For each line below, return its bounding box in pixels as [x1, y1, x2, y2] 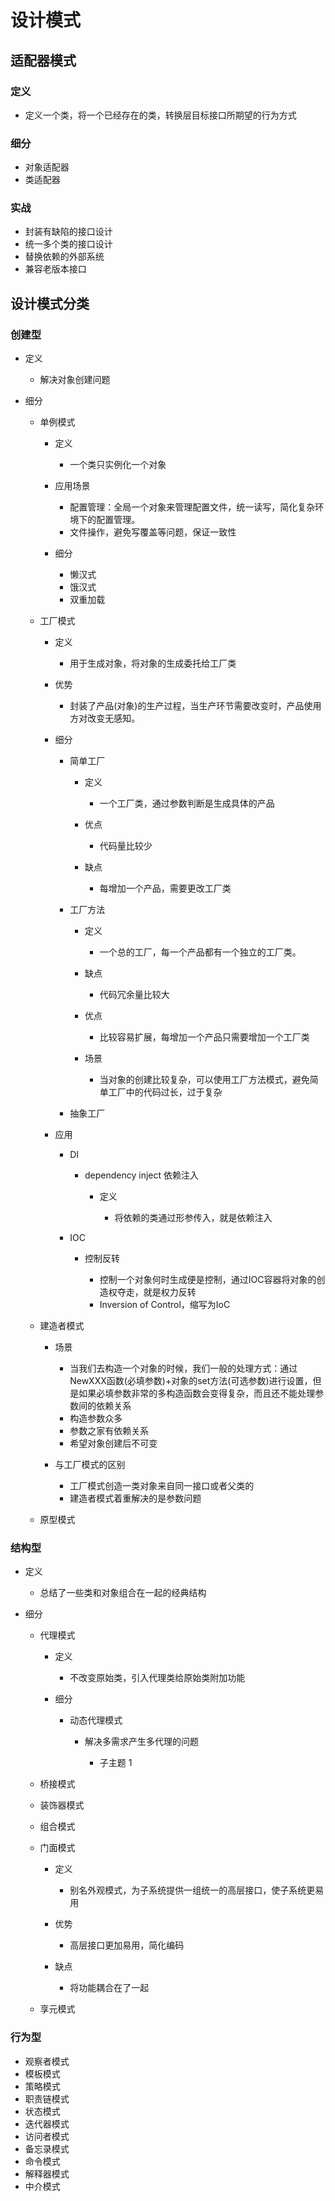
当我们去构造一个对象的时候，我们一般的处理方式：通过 [69, 1362, 298, 1375]
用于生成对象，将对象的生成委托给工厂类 [69, 657, 237, 670]
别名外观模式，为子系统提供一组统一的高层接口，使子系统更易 [69, 1884, 325, 1896]
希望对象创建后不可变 [69, 1437, 158, 1450]
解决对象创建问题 [39, 374, 111, 386]
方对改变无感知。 [69, 712, 141, 725]
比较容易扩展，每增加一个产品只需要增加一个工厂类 [99, 1031, 310, 1043]
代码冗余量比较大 [99, 989, 170, 1001]
